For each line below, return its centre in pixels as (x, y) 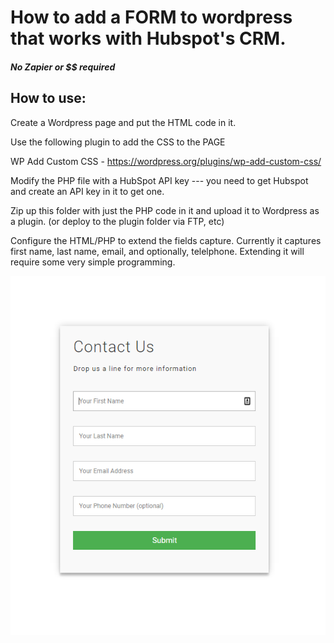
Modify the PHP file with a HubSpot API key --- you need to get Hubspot (159, 180)
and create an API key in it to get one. (87, 191)
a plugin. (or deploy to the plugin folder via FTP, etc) (117, 221)
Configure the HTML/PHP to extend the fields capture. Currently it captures (166, 240)
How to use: (48, 98)
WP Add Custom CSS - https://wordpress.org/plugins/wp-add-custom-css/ (166, 161)
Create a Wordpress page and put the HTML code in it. (123, 122)
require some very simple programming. (93, 262)
